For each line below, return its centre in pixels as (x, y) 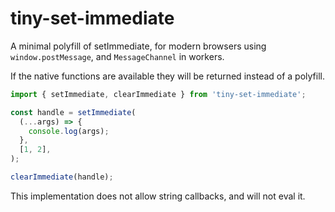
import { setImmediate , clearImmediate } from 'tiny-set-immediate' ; (158, 94)
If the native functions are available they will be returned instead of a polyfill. (167, 76)
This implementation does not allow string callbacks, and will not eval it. (158, 196)
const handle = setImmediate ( (73, 112)
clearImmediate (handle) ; (62, 177)
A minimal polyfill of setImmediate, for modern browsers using (138, 46)
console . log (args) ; (69, 131)
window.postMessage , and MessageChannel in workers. (117, 56)
